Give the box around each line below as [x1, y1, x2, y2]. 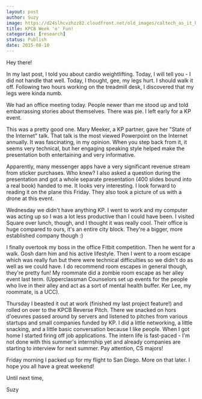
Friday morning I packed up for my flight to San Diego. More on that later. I [6, 356, 191, 364]
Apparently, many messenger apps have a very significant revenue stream [6, 163, 191, 170]
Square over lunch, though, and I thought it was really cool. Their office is [6, 219, 188, 226]
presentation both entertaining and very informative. [6, 151, 136, 158]
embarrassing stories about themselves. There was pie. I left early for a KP [6, 108, 191, 115]
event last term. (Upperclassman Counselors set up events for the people [6, 275, 188, 282]
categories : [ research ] [6, 31, 66, 37]
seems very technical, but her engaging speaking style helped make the [6, 145, 185, 152]
